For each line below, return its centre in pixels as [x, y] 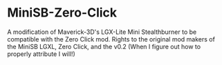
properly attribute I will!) [41, 54]
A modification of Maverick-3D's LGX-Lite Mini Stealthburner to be [102, 32]
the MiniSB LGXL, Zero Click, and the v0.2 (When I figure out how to [104, 46]
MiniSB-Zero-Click [62, 13]
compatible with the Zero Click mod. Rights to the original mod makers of [111, 39]
